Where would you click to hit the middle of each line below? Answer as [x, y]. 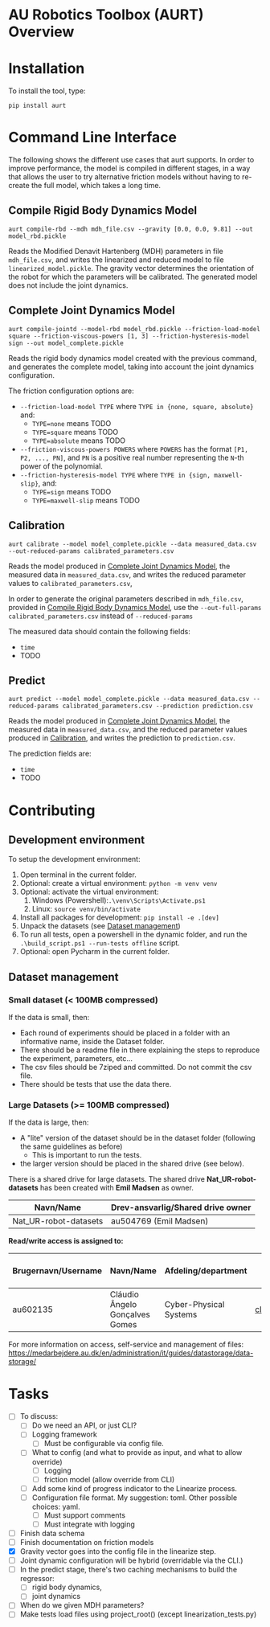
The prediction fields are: [50, 754]
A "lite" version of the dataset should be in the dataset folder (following [137, 1138]
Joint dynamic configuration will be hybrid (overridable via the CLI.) [131, 1560]
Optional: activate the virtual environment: [89, 892]
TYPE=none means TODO [72, 423]
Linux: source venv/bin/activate [86, 909]
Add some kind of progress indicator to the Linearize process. [134, 1488]
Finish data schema [52, 1533]
